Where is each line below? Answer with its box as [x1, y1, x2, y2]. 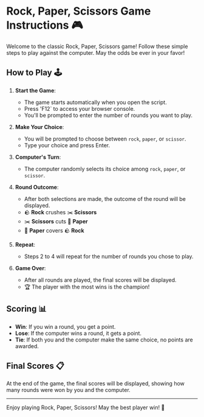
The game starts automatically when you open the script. [24, 99, 167, 106]
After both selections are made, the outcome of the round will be [24, 195, 186, 202]
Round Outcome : [15, 183, 59, 191]
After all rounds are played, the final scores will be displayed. [24, 276, 177, 284]
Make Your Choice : [15, 123, 64, 130]
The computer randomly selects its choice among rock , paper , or [24, 165, 186, 172]
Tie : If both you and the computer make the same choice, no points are [15, 336, 193, 343]
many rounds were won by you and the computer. [6, 387, 131, 394]
